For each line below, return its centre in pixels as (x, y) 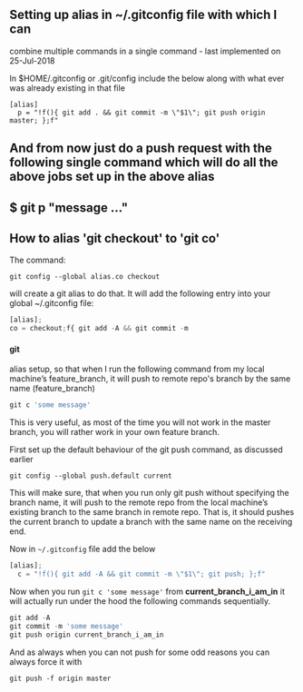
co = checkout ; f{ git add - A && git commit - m (99, 329)
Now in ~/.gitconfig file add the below (83, 549)
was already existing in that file (67, 88)
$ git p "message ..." (69, 208)
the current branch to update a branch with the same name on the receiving (151, 522)
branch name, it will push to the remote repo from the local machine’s (139, 502)
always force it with (46, 661)
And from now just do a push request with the (141, 148)
